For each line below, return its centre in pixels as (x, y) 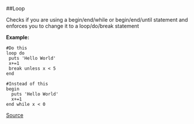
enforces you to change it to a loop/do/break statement (72, 26)
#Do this (17, 48)
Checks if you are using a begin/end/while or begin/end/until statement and (97, 20)
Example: (18, 37)
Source (15, 115)
